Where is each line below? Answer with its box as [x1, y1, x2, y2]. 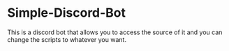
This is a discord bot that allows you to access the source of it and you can [7, 28, 223, 36]
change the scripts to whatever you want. [7, 35, 127, 43]
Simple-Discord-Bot [7, 5, 126, 21]
